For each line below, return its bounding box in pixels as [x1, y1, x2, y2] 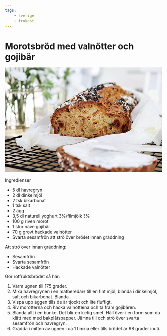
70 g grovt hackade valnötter [12, 229, 72, 235]
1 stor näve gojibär [12, 223, 51, 229]
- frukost [14, 18, 35, 23]
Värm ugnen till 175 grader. [12, 283, 68, 289]
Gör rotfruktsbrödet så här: [5, 273, 60, 279]
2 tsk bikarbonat [12, 197, 46, 203]
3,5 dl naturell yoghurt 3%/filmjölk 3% [12, 213, 90, 219]
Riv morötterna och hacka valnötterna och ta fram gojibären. [12, 304, 136, 310]
